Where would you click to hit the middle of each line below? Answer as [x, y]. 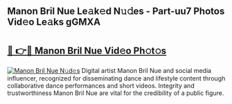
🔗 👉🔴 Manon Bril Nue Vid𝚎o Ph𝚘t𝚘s [87, 51]
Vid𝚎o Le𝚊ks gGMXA [54, 22]
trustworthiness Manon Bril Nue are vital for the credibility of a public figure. [116, 93]
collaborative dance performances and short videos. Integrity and [101, 86]
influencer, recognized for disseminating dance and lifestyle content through [116, 78]
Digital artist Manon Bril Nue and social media [146, 71]
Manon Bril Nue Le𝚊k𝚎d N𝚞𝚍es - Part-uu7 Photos [116, 11]
